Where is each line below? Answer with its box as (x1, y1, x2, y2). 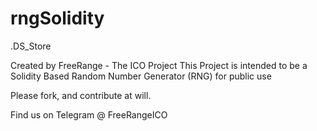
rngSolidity (10, 7, 105, 30)
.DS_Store (10, 40, 52, 52)
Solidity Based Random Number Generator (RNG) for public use (10, 70, 272, 82)
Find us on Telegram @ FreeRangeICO (10, 108, 168, 121)
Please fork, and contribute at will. (10, 89, 152, 101)
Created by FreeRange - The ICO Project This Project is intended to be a (10, 59, 308, 71)
